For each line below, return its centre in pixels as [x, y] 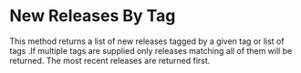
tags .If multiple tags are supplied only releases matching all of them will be [151, 50]
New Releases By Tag [93, 16]
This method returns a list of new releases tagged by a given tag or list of [147, 41]
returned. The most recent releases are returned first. [110, 60]
